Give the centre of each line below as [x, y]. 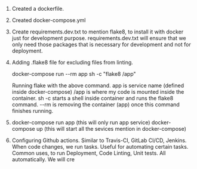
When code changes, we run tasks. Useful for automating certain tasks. [100, 147]
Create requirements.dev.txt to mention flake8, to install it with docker [98, 32]
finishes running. [33, 111]
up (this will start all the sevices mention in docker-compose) [111, 129]
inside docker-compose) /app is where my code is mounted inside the [98, 92]
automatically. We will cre [43, 159]
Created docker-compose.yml [49, 20]
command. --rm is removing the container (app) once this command [96, 105]
